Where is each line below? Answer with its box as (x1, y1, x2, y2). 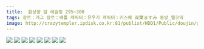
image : (6, 20, 23, 26)
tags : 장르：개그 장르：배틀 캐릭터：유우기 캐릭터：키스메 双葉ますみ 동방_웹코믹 (6, 15, 184, 21)
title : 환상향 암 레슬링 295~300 (6, 8, 85, 15)
